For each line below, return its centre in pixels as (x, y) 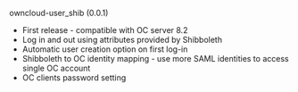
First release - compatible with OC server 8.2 (105, 30)
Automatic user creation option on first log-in (105, 49)
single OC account (56, 68)
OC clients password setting (74, 78)
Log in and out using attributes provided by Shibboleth (122, 40)
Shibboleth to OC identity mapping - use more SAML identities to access (155, 59)
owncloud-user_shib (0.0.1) (59, 13)
